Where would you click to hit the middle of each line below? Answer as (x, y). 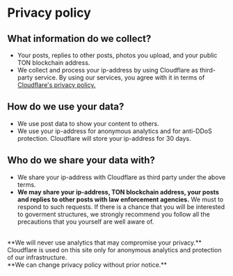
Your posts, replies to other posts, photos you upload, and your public (117, 55)
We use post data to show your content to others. (88, 123)
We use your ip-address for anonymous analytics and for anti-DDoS (114, 131)
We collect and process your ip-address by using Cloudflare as (107, 70)
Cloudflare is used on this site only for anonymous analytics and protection (114, 250)
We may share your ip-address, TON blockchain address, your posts (118, 192)
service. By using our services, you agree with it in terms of (120, 77)
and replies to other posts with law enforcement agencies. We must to (120, 199)
